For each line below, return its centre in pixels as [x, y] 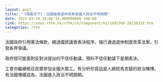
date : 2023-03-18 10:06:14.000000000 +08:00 [51, 18]
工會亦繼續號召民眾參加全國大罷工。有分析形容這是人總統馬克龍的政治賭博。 [82, 69]
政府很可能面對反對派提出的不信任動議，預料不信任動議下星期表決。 [73, 58]
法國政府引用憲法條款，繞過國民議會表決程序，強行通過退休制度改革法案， [80, 42]
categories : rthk [23, 28]
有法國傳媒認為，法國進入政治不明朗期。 [45, 75]
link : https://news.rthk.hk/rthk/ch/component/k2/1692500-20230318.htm [79, 23]
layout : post [18, 9]
